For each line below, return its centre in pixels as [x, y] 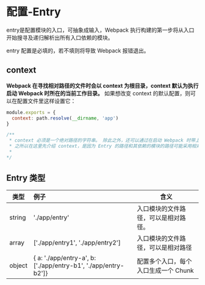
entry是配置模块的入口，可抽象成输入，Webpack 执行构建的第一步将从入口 [100, 30]
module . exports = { [31, 112]
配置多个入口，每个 [164, 261]
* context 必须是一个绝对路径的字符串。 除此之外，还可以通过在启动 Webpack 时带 [102, 140]
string [18, 217]
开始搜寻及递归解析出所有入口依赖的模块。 [60, 37]
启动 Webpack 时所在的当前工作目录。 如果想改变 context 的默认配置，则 [99, 93]
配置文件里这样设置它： [46, 101]
